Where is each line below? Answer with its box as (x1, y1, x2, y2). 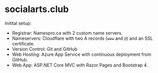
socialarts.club (5, 4, 69, 15)
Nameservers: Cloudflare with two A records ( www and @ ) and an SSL (12, 35, 153, 41)
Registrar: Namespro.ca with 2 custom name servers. (12, 30, 123, 36)
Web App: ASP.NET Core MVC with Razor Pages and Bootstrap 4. (12, 62, 148, 68)
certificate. (12, 40, 35, 46)
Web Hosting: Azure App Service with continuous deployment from (12, 51, 151, 57)
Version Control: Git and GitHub (12, 46, 77, 52)
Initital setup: (5, 20, 32, 26)
